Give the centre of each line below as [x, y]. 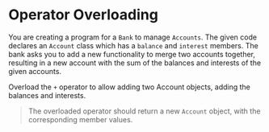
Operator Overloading [84, 15]
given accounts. [35, 71]
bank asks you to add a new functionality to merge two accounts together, [132, 54]
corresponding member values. [80, 119]
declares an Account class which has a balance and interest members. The [133, 45]
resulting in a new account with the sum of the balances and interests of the [134, 63]
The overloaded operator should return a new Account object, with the [144, 111]
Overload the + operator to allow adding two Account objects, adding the [129, 87]
